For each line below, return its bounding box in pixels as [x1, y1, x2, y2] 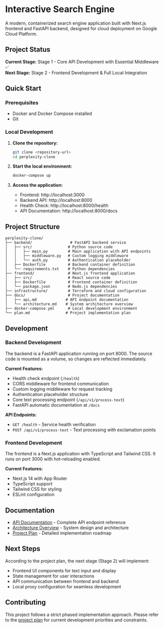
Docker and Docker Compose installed [12, 110, 92, 116]
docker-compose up [12, 173, 51, 178]
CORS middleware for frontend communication [12, 381, 109, 387]
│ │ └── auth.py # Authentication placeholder [5, 258, 131, 263]
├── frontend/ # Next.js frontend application [5, 271, 135, 276]
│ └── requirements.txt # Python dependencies [5, 267, 115, 272]
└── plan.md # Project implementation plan [5, 310, 131, 316]
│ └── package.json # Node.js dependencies [5, 284, 117, 289]
